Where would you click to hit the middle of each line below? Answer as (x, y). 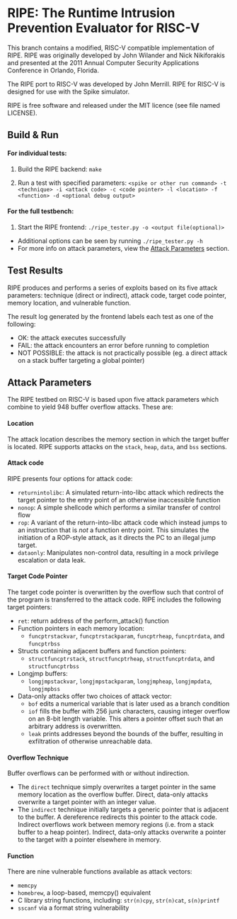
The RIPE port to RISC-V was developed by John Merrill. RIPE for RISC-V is (116, 84)
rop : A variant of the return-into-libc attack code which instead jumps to (122, 522)
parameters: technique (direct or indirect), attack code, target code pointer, (117, 295)
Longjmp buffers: (43, 673)
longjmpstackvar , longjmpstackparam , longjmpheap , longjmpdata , (120, 681)
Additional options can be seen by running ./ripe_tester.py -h (110, 241)
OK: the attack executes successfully (71, 337)
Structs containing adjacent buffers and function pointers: (102, 650)
